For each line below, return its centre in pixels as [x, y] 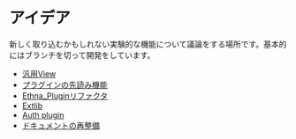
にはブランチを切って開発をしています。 [82, 55]
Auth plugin [43, 114]
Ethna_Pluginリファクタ [65, 95]
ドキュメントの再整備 [61, 125]
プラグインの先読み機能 [65, 84]
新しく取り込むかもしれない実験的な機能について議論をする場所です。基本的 [148, 44]
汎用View [39, 73]
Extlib [32, 106]
